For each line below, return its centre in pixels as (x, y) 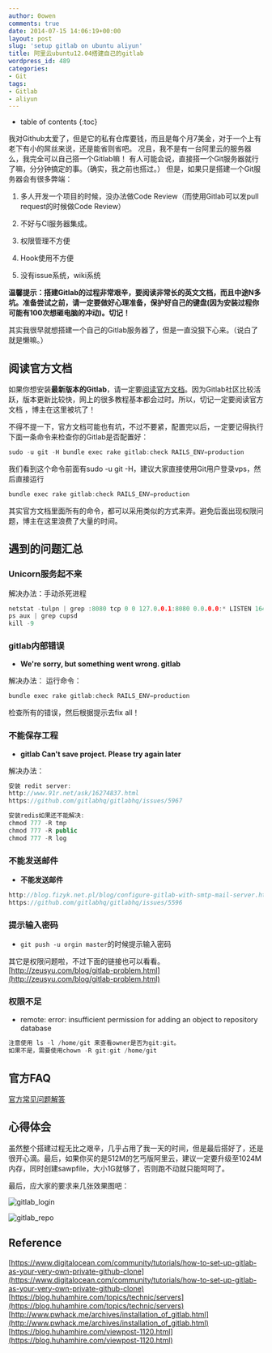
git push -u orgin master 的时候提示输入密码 (96, 944)
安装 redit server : (40, 786)
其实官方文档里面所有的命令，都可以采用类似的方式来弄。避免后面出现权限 (132, 511)
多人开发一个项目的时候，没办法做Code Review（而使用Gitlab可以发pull (139, 196)
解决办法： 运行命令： (45, 681)
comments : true (34, 24)
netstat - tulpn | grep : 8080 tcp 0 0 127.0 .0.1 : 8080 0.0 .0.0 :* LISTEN (130, 609)
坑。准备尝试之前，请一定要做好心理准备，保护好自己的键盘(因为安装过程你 (134, 303)
